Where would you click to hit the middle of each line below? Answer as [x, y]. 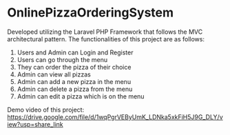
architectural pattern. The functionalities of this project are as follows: [106, 39]
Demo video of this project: [46, 110]
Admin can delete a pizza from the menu [75, 89]
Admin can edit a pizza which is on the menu [81, 96]
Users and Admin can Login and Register [75, 52]
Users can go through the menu [62, 59]
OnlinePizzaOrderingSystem [91, 13]
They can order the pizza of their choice [74, 67]
